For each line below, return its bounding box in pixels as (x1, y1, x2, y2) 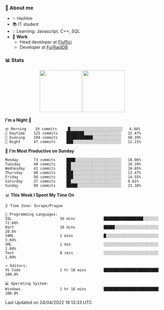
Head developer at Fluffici (19, 39, 72, 45)
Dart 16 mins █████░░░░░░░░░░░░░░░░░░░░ (5, 225, 159, 230)
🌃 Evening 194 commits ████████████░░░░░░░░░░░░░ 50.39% (5, 135, 141, 140)
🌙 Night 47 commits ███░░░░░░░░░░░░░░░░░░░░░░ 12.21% (5, 139, 141, 144)
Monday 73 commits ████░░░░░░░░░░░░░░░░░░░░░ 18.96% (5, 157, 141, 162)
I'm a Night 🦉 (5, 117, 32, 123)
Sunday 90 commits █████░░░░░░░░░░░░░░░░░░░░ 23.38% (5, 183, 141, 188)
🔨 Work (12, 34, 28, 40)
